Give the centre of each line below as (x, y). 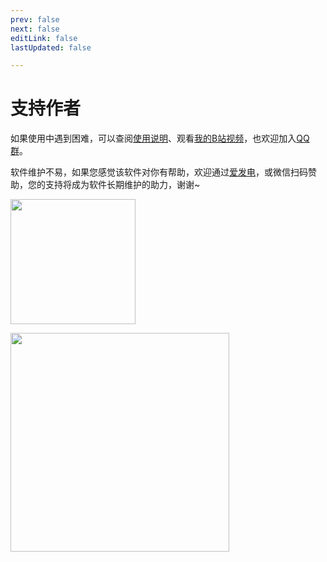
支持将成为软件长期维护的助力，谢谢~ (122, 185)
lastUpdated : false (51, 47)
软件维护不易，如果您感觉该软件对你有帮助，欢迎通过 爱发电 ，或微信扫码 (159, 172)
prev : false (35, 19)
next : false (35, 29)
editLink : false (44, 38)
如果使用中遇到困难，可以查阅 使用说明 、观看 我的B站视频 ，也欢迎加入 (153, 138)
